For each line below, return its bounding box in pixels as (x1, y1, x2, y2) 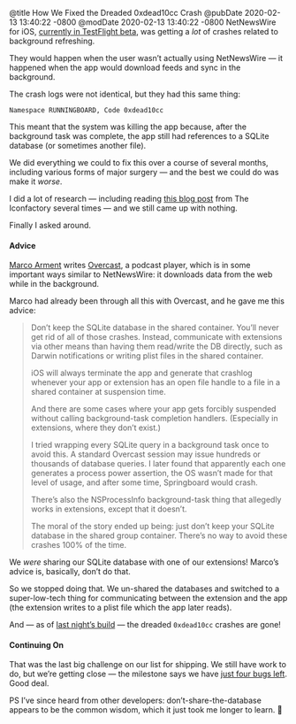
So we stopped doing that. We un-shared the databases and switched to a (9, 583, 280, 594)
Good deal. (9, 678, 49, 689)
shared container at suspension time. (30, 387, 166, 397)
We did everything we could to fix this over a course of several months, (9, 158, 269, 167)
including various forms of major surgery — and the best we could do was (9, 167, 279, 177)
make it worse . (9, 176, 63, 187)
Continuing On (9, 639, 65, 650)
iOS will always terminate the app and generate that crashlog (30, 367, 254, 379)
